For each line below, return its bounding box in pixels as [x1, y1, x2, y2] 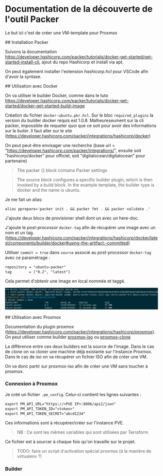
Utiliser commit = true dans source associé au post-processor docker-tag [5, 249, 151, 255]
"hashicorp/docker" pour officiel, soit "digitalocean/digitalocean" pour [5, 152, 146, 159]
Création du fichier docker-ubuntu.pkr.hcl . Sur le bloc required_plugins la [5, 112, 154, 118]
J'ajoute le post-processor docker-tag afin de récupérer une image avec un [5, 224, 156, 230]
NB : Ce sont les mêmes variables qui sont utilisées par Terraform [16, 429, 148, 435]
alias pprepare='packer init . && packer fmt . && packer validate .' [5, 206, 151, 211]
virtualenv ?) [16, 453, 42, 459]
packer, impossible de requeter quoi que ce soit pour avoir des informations [5, 123, 157, 128]
